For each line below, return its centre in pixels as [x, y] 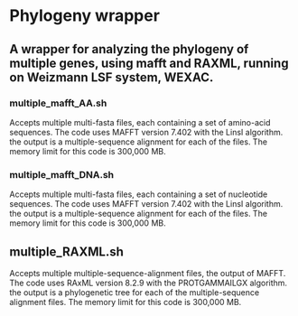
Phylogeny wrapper [85, 16]
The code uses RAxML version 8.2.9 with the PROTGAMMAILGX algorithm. [148, 283]
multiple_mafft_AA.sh [58, 103]
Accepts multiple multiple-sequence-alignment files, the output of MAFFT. [148, 273]
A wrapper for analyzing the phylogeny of [129, 49]
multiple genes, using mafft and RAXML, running [149, 63]
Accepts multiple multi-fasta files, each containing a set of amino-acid [140, 122]
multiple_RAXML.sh [67, 251]
